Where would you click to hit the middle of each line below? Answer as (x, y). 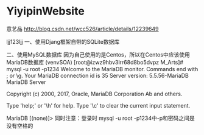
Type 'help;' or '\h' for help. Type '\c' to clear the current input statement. (98, 105)
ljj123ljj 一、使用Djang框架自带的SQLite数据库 (63, 41)
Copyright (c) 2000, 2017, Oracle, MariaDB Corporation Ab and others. (94, 94)
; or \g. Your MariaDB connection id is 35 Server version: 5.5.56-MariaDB (97, 75)
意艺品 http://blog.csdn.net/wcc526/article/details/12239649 (83, 29)
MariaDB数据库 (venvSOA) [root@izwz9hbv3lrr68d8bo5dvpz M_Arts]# (95, 62)
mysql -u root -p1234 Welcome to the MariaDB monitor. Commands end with (102, 69)
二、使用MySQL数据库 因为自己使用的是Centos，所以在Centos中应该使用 (98, 54)
